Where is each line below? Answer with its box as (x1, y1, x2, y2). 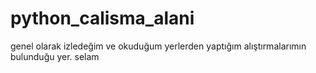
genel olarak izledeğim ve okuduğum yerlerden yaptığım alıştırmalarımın (10, 40, 307, 52)
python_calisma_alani (10, 7, 195, 30)
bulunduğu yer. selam (10, 50, 100, 62)
